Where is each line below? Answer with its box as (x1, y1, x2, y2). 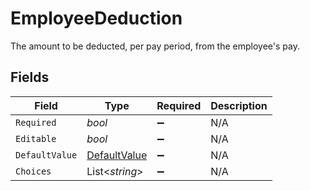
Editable (15, 133, 57, 144)
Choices (15, 165, 52, 177)
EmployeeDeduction (10, 7, 183, 30)
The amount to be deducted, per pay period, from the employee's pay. (10, 40, 300, 52)
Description (210, 98, 268, 112)
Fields (10, 69, 50, 86)
